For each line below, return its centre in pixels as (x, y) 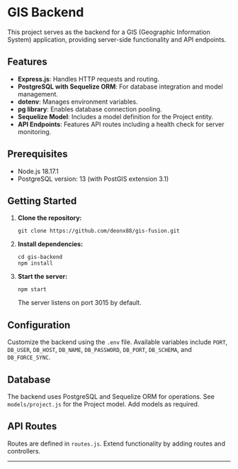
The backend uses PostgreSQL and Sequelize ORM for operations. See (111, 397)
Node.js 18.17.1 (38, 171)
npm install (35, 263)
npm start (32, 289)
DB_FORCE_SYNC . (29, 357)
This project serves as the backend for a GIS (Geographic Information (109, 32)
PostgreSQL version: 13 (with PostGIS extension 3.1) (93, 179)
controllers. (24, 451)
